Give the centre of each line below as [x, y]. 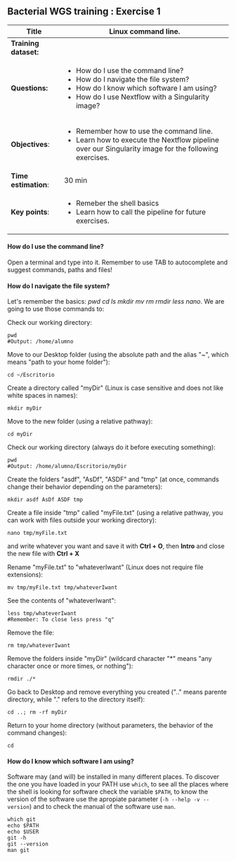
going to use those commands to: [56, 309]
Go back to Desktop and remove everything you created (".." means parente [117, 692]
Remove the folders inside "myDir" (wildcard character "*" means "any [110, 659]
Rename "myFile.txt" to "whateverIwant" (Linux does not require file [105, 567]
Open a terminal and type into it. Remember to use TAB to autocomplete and [118, 262]
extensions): [25, 575]
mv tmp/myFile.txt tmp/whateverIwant [63, 588]
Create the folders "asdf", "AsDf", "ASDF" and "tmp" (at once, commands [113, 479]
